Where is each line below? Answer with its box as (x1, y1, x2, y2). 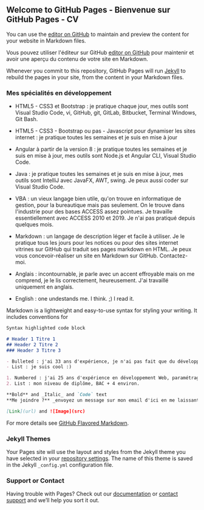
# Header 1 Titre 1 (6, 336, 56, 342)
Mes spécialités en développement (6, 88, 112, 97)
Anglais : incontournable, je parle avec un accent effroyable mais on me (15, 270, 195, 278)
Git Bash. (15, 116, 38, 123)
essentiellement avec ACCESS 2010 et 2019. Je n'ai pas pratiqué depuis (15, 214, 195, 222)
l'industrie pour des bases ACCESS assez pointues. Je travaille (15, 208, 173, 215)
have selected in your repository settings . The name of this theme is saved (6, 455, 193, 462)
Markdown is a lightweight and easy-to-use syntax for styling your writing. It (6, 307, 197, 314)
